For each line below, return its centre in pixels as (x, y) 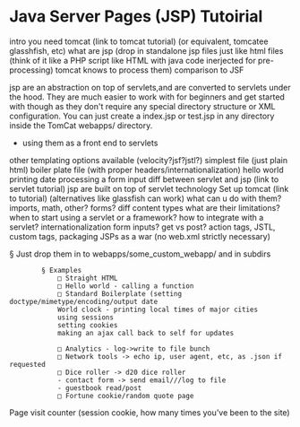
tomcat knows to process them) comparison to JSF (150, 70)
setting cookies (87, 325)
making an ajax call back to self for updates (146, 333)
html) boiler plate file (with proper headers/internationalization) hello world (146, 170)
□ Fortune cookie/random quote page (125, 396)
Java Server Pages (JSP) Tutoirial (136, 17)
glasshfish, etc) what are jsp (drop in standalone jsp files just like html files (146, 50)
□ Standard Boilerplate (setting (119, 293)
